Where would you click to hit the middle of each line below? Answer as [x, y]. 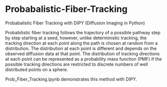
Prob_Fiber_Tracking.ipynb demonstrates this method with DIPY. [71, 79]
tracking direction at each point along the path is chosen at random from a [82, 43]
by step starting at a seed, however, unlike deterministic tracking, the [76, 38]
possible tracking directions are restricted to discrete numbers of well [77, 64]
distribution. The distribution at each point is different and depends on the [81, 48]
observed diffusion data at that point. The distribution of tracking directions [83, 54]
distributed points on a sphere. [37, 69]
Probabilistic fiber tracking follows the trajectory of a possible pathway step [83, 32]
